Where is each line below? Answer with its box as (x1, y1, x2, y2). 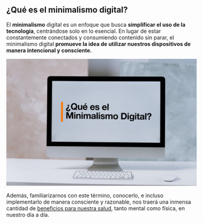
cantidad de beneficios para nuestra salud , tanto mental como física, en (6, 205, 185, 212)
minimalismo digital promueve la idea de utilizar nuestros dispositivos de (6, 40, 192, 47)
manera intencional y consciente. (6, 47, 92, 54)
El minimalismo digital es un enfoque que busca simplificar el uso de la (6, 21, 186, 28)
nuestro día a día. (6, 211, 50, 219)
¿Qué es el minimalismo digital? (6, 5, 128, 15)
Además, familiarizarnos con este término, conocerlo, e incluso (6, 192, 164, 199)
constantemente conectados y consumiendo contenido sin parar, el (6, 33, 174, 41)
